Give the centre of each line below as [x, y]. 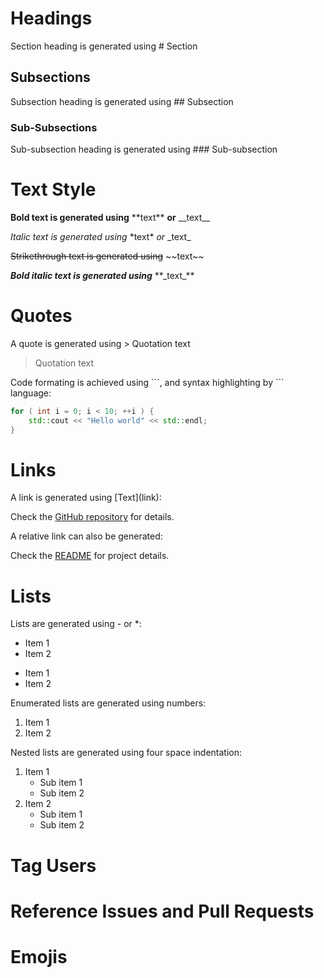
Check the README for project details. [90, 556]
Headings [51, 18]
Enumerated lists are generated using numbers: [108, 703]
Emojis [39, 956]
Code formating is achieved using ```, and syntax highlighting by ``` [147, 382]
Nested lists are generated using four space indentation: [126, 753]
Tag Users [53, 865]
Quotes [41, 316]
